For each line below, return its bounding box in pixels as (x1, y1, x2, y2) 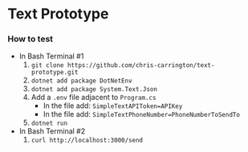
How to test (7, 34, 54, 45)
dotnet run (30, 119, 68, 128)
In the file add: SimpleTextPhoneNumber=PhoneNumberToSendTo (43, 110, 240, 119)
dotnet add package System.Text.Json (30, 86, 158, 94)
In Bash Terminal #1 (18, 51, 84, 61)
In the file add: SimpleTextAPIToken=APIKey (43, 101, 183, 110)
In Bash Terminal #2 (18, 126, 86, 136)
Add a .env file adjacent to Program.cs (30, 93, 157, 102)
